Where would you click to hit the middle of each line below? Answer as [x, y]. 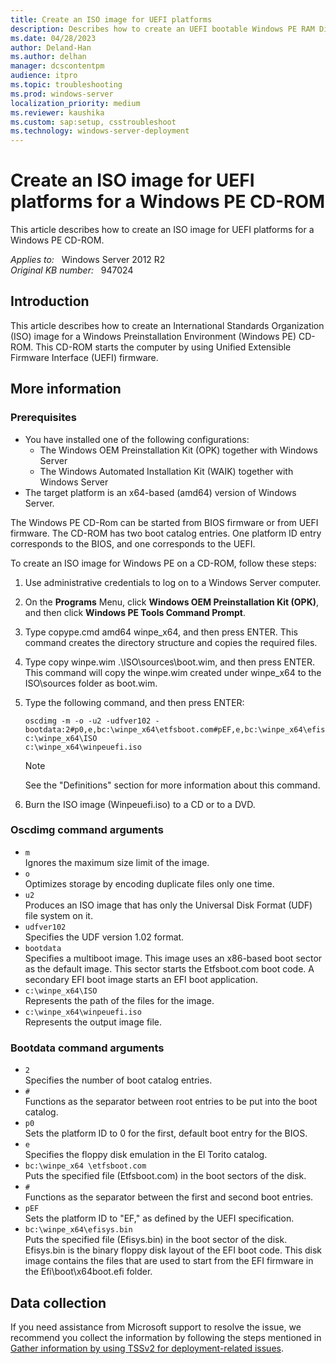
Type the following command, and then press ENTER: [134, 702]
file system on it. [58, 915]
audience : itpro [44, 76]
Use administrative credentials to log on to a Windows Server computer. [173, 582]
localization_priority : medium [75, 103]
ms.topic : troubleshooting [66, 85]
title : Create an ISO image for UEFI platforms [111, 19]
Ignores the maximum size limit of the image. [117, 862]
